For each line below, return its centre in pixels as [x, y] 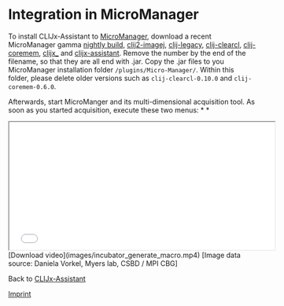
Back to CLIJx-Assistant [47, 278]
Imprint [20, 293]
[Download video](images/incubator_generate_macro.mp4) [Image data [125, 255]
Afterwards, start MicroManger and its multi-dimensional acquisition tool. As [132, 101]
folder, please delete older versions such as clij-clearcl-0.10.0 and [120, 78]
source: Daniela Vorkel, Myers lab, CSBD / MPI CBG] [93, 263]
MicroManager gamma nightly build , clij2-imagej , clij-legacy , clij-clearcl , [125, 44]
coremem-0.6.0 [31, 87]
